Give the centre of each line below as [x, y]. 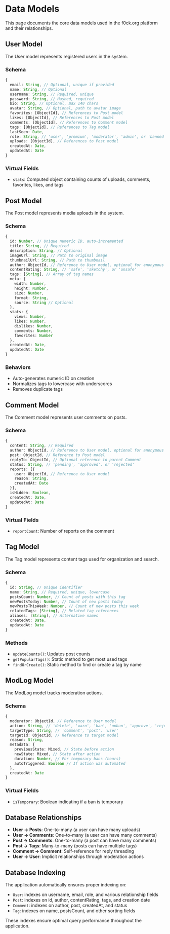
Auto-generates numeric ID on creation [53, 379]
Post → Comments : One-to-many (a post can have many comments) [84, 840]
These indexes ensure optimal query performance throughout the [73, 921]
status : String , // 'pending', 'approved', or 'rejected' [72, 464]
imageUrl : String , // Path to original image [59, 255]
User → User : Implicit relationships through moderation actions [78, 856]
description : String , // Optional [46, 251]
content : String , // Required [41, 446]
